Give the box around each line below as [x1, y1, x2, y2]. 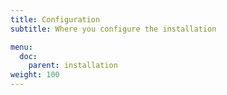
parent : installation [28, 61, 118, 71]
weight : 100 [10, 70, 60, 80]
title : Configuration [10, 14, 101, 25]
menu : [10, 42, 33, 52]
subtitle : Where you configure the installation [10, 24, 217, 34]
